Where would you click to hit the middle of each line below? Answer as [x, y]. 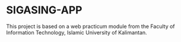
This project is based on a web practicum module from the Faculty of [90, 26]
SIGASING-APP [44, 10]
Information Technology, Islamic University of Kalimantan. [77, 32]
